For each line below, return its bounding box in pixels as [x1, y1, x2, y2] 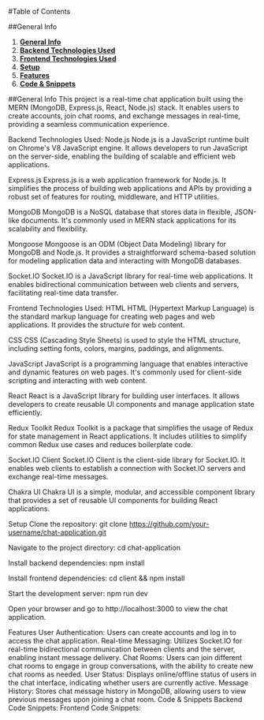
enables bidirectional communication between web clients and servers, [8, 280, 240, 289]
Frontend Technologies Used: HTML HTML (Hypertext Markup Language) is [8, 304, 255, 312]
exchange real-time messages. [8, 472, 109, 481]
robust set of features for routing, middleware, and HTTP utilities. [8, 192, 220, 201]
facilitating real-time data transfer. [8, 288, 119, 297]
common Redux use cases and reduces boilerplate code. [8, 440, 193, 449]
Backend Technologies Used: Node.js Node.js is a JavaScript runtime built [8, 135, 250, 144]
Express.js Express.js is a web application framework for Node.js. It [8, 175, 227, 185]
